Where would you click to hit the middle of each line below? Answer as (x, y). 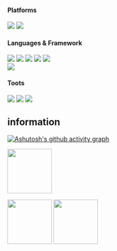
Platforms (22, 10)
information (34, 122)
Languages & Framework (45, 43)
